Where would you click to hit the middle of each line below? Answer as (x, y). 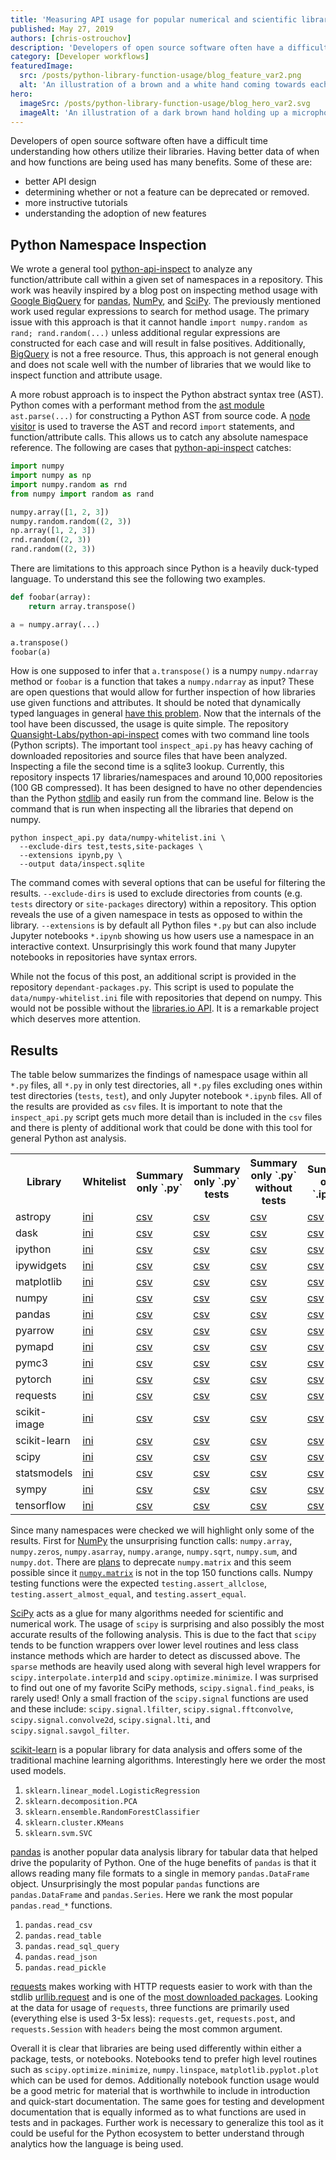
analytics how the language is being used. (97, 2144)
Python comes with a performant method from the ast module (137, 405)
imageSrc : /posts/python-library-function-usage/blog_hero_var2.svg (165, 103)
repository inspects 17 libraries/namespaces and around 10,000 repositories (166, 777)
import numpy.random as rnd (69, 484)
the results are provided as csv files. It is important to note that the (146, 1107)
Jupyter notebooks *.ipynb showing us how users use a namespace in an (162, 936)
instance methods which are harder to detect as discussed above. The (155, 1656)
